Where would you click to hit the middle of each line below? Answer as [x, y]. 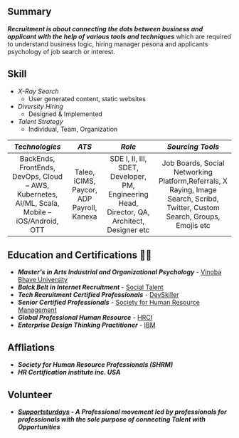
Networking [193, 172]
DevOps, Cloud [37, 176]
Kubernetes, [37, 194]
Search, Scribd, [193, 199]
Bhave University [43, 280]
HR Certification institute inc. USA [69, 372]
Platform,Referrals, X [193, 181]
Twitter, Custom [193, 207]
